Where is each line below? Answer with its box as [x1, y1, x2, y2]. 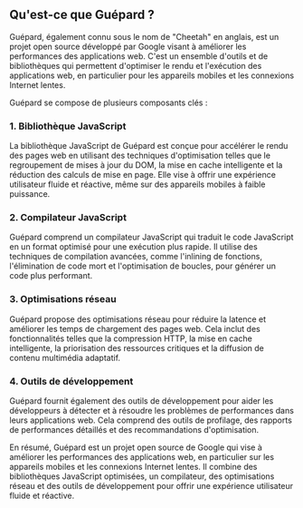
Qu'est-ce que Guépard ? [9, 7, 156, 23]
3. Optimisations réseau [9, 293, 117, 306]
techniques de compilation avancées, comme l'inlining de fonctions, [9, 251, 262, 262]
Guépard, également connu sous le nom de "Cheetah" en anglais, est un [9, 31, 279, 42]
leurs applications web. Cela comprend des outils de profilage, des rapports [9, 415, 292, 425]
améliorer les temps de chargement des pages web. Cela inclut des [9, 323, 260, 334]
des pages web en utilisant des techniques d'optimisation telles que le [9, 150, 271, 161]
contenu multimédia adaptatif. [9, 352, 120, 363]
